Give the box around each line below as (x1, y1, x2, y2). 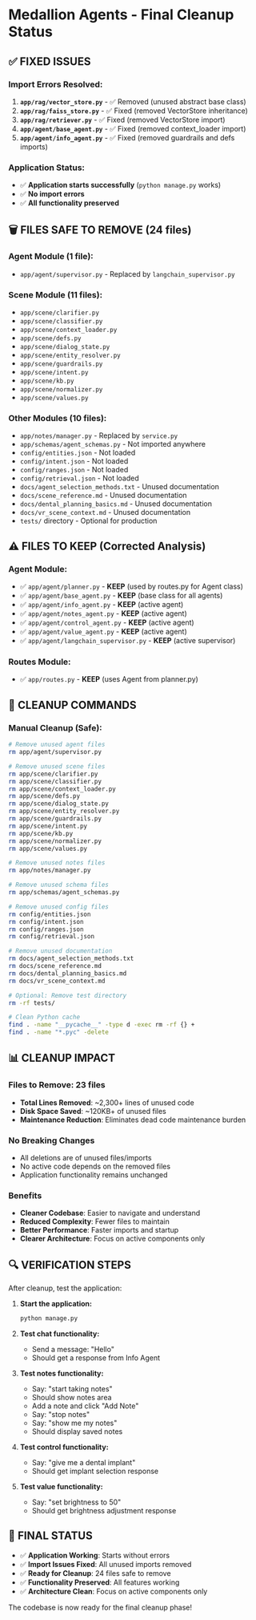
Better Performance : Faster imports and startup (19, 1225, 179, 1235)
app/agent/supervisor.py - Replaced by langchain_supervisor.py (19, 269, 235, 278)
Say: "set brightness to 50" (31, 1497, 122, 1507)
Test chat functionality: (19, 1329, 100, 1339)
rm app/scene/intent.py (8, 822, 88, 830)
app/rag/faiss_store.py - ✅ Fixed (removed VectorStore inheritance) (19, 106, 248, 115)
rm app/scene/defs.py (8, 792, 81, 800)
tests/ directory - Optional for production (19, 516, 158, 526)
